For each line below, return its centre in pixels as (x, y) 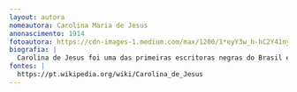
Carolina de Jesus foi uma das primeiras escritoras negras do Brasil (150, 58)
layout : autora (37, 17)
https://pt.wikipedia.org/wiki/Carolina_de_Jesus (110, 74)
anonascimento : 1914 (47, 33)
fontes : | (27, 67)
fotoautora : (31, 42)
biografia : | (33, 50)
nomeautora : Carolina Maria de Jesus (79, 25)
